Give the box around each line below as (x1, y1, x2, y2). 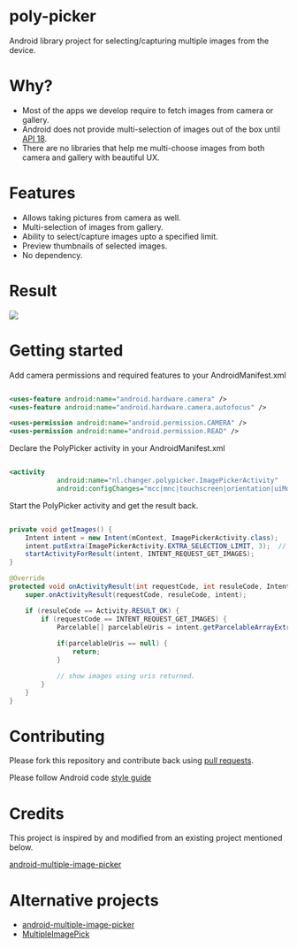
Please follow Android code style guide (9, 772, 152, 784)
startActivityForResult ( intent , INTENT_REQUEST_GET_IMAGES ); (25, 550, 255, 559)
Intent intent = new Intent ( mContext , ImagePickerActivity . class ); (25, 533, 278, 542)
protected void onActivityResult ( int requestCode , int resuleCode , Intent (9, 582, 291, 592)
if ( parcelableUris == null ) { (56, 639, 168, 648)
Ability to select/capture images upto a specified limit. (21, 231, 218, 241)
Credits (9, 803, 65, 823)
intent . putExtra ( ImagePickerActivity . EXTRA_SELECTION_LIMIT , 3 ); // (25, 541, 287, 550)
